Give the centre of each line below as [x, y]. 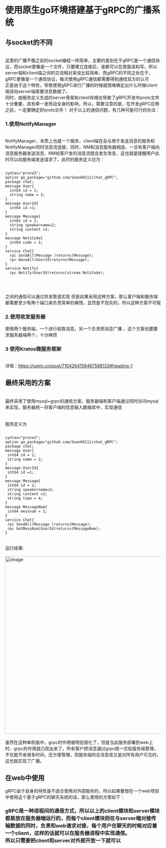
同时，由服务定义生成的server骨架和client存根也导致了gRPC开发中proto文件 [82, 98]
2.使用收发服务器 [25, 317]
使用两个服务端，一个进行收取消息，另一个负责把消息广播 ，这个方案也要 [79, 328]
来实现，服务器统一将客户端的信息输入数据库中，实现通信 [63, 407]
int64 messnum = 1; [27, 511]
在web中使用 [25, 778]
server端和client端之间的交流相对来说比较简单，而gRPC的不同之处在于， [79, 73]
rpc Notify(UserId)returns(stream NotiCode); [57, 273]
